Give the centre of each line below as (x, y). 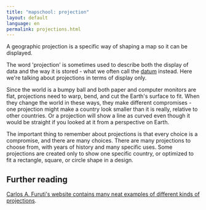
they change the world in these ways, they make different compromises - (99, 103)
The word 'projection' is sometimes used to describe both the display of (97, 65)
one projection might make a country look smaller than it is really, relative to (102, 109)
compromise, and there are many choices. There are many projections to (99, 141)
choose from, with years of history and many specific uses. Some (89, 147)
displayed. (19, 53)
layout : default (27, 18)
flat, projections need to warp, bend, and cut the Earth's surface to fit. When (103, 96)
